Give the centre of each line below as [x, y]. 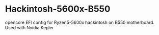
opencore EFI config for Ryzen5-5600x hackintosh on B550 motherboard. [80, 22]
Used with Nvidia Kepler [29, 27]
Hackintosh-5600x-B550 [58, 9]
